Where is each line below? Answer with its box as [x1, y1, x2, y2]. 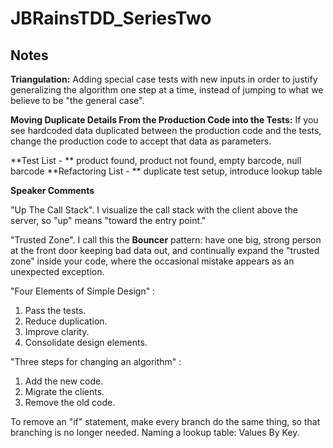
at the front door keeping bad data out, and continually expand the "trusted [10, 245, 320, 256]
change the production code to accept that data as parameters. [10, 135, 272, 147]
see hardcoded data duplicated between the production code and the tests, [10, 125, 322, 136]
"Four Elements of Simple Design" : [10, 285, 156, 297]
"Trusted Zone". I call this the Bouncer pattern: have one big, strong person [10, 234, 322, 246]
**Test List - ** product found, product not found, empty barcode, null [10, 155, 302, 166]
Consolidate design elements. [24, 337, 148, 348]
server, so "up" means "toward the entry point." [10, 215, 207, 226]
